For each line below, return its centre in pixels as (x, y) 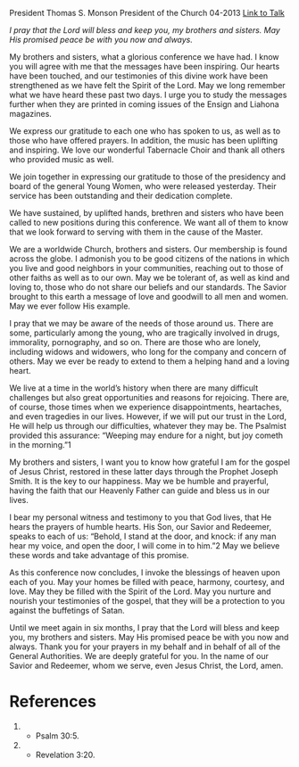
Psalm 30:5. (57, 736)
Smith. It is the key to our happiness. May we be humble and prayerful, (139, 481)
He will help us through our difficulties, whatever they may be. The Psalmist (148, 426)
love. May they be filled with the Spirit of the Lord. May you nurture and (140, 591)
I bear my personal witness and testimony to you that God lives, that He (141, 517)
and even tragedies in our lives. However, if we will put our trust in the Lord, (148, 416)
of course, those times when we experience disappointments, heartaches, (146, 407)
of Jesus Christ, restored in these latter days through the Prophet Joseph (144, 471)
